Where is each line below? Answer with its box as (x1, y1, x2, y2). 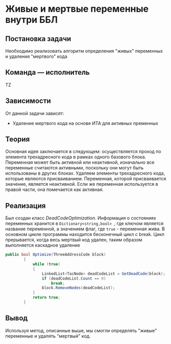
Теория (5, 135, 30, 144)
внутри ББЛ (5, 14, 58, 26)
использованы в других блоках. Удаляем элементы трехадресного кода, (5, 170, 165, 177)
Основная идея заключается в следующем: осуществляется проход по (5, 148, 162, 155)
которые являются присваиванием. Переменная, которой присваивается (5, 176, 166, 182)
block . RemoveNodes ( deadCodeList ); (41, 285, 115, 291)
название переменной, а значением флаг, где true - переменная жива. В (5, 226, 165, 232)
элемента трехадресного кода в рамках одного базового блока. (5, 154, 146, 160)
